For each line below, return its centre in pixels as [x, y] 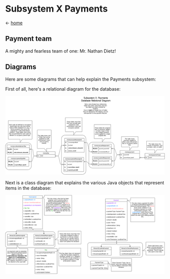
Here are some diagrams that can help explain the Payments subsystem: [81, 79]
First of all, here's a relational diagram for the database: [63, 89]
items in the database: [28, 188]
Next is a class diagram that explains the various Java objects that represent [85, 182]
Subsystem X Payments [56, 9]
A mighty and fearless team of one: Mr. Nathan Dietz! [61, 51]
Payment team [29, 39]
